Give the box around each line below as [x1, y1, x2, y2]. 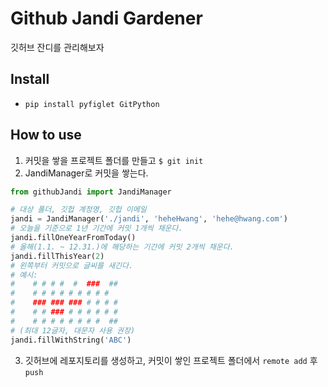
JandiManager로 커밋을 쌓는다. [24, 167, 149, 179]
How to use [10, 127, 82, 144]
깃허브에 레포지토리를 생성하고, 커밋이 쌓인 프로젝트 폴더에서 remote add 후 [24, 354, 318, 366]
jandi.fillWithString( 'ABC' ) [10, 335, 132, 345]
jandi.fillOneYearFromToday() [10, 233, 137, 243]
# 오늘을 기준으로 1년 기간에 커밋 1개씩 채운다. [10, 223, 183, 234]
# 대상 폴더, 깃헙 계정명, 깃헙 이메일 [10, 205, 147, 215]
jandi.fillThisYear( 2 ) [10, 251, 105, 261]
